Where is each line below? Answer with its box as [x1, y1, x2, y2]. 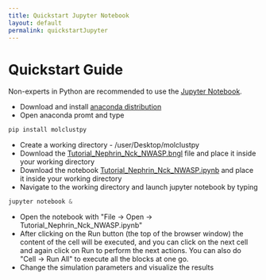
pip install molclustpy [8, 126, 87, 134]
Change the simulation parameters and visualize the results [19, 263, 214, 272]
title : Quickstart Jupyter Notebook [8, 11, 129, 20]
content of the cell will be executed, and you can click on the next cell [19, 237, 249, 247]
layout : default [8, 19, 62, 27]
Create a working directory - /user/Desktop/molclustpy [19, 140, 200, 150]
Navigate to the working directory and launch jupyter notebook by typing [19, 182, 258, 192]
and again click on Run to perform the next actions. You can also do [19, 246, 242, 255]
